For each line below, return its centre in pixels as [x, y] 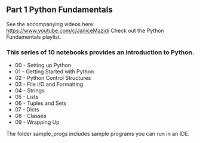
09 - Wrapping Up [37, 122]
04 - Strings [30, 91]
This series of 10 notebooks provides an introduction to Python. [100, 52]
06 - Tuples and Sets [41, 103]
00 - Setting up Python [43, 66]
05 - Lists [27, 97]
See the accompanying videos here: [50, 24]
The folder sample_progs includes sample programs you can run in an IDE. [98, 134]
